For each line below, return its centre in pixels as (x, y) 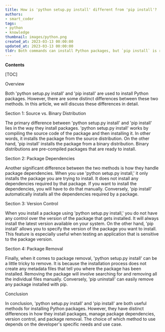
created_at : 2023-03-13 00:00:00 (39, 42)
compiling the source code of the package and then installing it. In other (78, 133)
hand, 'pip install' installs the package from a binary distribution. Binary (77, 143)
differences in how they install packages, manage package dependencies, (80, 314)
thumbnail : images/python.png (36, 37)
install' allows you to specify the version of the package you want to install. (81, 228)
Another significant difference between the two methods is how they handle (82, 168)
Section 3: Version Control (32, 203)
